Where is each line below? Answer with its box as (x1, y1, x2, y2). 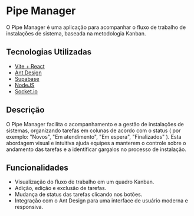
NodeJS (14, 81, 35, 89)
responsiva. (14, 204, 44, 211)
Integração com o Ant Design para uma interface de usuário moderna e (14, 197, 189, 204)
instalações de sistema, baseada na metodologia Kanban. (6, 30, 146, 37)
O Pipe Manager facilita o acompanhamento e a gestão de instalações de (6, 120, 184, 127)
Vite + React (14, 63, 45, 70)
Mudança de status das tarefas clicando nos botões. (14, 191, 143, 198)
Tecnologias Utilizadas (6, 47, 92, 57)
